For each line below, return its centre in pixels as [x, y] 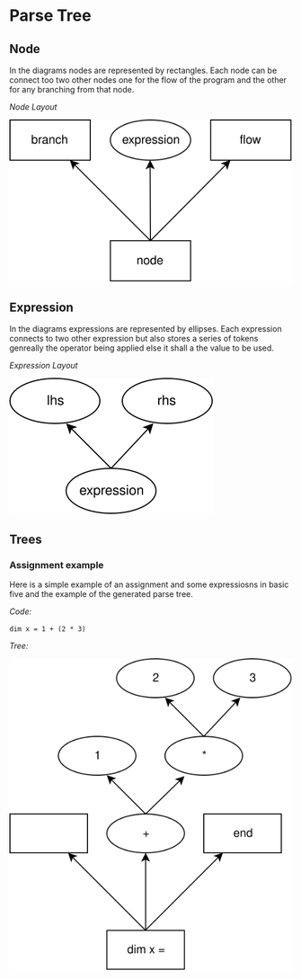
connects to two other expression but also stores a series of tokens [134, 339]
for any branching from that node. [72, 89]
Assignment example [57, 565]
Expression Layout [44, 366]
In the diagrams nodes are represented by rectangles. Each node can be [143, 70]
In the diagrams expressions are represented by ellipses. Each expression [146, 329]
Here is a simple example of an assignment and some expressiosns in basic [149, 584]
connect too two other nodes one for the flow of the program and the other [148, 80]
